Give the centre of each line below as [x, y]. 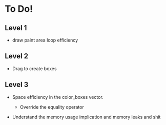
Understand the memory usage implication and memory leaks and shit [86, 117]
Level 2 [17, 56]
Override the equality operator [52, 107]
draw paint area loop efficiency [45, 40]
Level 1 [16, 28]
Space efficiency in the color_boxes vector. [58, 97]
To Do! [19, 9]
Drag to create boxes [34, 68]
